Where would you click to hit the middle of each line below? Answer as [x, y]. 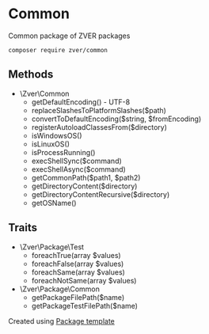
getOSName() [54, 203]
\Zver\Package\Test [52, 247]
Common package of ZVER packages [69, 36]
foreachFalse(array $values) [78, 264]
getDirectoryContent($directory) [84, 186]
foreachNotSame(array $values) [84, 280]
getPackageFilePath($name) [78, 297]
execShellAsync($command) [79, 169]
